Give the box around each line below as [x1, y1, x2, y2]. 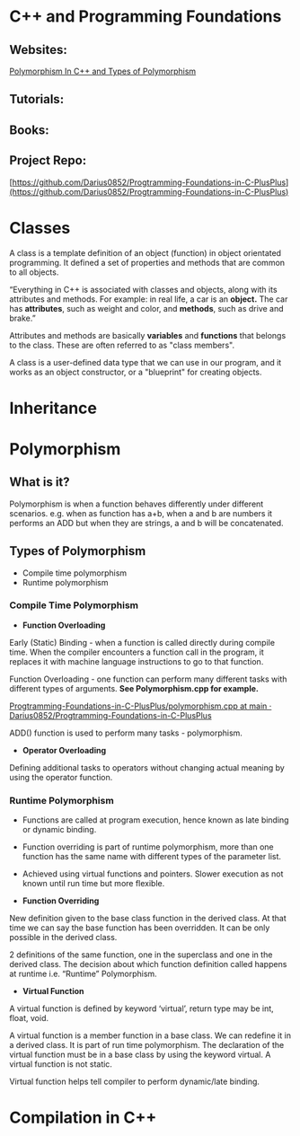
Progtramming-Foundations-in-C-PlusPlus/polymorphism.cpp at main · [9, 700, 272, 711]
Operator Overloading [22, 744, 106, 755]
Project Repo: [9, 153, 87, 168]
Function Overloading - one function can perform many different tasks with [9, 674, 287, 684]
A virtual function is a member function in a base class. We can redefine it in [9, 1030, 292, 1041]
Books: [9, 122, 49, 137]
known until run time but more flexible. [22, 878, 165, 889]
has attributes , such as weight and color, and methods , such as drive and [9, 303, 285, 313]
